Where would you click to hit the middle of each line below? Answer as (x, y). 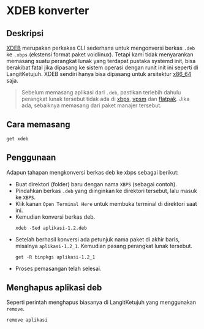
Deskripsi (25, 33)
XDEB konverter (48, 11)
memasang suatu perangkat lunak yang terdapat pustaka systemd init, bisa (101, 61)
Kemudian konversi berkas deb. (55, 217)
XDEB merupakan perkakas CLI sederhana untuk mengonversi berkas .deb (101, 48)
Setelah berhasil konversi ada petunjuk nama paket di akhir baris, (97, 239)
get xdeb (17, 138)
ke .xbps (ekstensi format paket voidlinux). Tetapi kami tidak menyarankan (100, 55)
